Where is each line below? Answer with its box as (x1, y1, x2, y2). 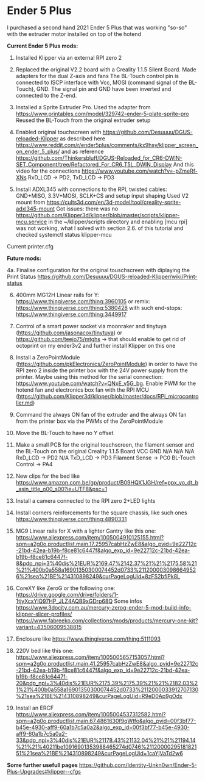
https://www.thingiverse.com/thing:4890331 (15, 515, 127, 522)
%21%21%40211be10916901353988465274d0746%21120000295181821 (15, 743, 197, 750)
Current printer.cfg (7, 242, 54, 250)
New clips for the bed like (15, 472, 80, 480)
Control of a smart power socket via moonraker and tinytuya (15, 322, 167, 329)
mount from (15, 198, 46, 206)
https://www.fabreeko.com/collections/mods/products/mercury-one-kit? (15, 617, 198, 624)
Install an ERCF (15, 704, 54, 711)
